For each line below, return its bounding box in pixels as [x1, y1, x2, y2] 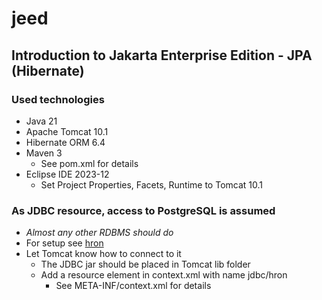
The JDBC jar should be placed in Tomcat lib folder [40, 258, 251, 271]
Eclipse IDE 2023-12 [25, 168, 110, 180]
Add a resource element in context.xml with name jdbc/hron [40, 269, 288, 281]
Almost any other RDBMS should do [25, 227, 174, 239]
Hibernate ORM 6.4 [25, 136, 106, 148]
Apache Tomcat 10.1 [25, 125, 109, 137]
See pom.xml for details [40, 157, 139, 169]
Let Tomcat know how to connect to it [25, 248, 182, 260]
